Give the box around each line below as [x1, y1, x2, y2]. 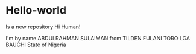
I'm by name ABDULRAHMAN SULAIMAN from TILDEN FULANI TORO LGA [5, 34, 191, 42]
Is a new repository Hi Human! [5, 23, 81, 30]
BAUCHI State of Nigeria [5, 41, 67, 48]
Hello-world [5, 4, 67, 17]
